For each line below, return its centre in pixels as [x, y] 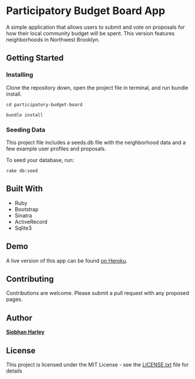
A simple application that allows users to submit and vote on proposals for [95, 27]
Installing [20, 75]
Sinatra [23, 215]
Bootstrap [26, 209]
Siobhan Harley [26, 332]
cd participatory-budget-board [44, 105]
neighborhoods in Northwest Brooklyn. [53, 39]
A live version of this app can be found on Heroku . [67, 260]
